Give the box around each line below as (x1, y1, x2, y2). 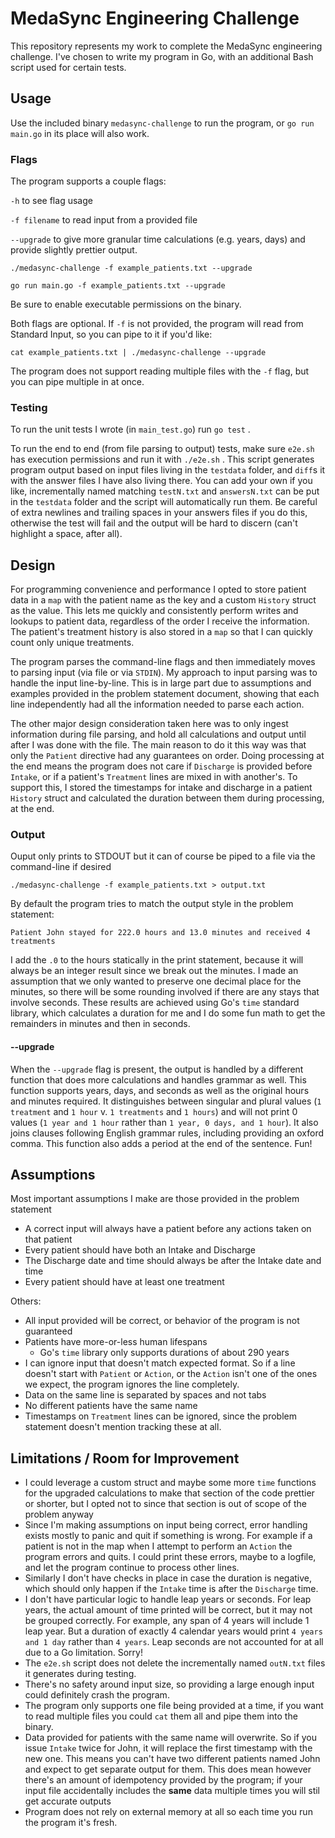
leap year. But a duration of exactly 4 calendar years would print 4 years (24, 1625, 323, 1637)
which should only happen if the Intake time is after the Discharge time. (24, 1583, 319, 1595)
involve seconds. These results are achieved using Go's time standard (10, 997, 300, 1009)
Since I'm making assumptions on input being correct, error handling (24, 1519, 308, 1531)
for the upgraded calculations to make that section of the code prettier (24, 1487, 315, 1499)
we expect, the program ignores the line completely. (24, 1378, 240, 1391)
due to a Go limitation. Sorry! (24, 1647, 143, 1659)
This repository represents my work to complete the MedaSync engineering (10, 40, 323, 52)
